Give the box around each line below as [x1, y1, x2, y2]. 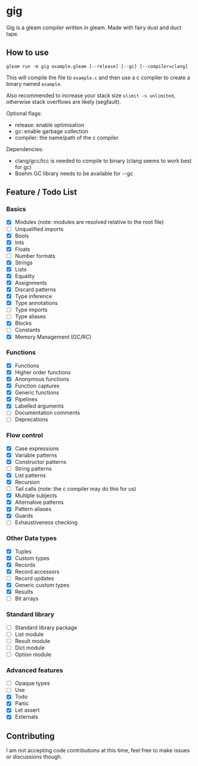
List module [14, 630, 44, 638]
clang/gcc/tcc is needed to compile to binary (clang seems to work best [14, 157, 192, 164]
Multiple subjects [14, 492, 57, 499]
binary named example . [6, 80, 62, 87]
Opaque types [14, 679, 50, 687]
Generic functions [14, 389, 60, 396]
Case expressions [14, 445, 59, 452]
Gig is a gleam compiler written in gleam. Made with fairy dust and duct [6, 24, 182, 31]
